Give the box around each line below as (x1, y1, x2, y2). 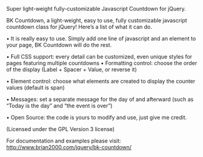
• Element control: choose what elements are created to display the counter (6, 78, 196, 85)
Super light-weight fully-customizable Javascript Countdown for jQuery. (6, 5, 186, 12)
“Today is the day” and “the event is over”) (6, 102, 113, 109)
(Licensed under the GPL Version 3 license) (6, 126, 115, 132)
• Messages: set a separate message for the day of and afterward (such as (6, 96, 194, 103)
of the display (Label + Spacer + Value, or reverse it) (6, 66, 138, 73)
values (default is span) (6, 84, 65, 91)
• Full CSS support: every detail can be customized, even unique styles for (6, 53, 193, 60)
